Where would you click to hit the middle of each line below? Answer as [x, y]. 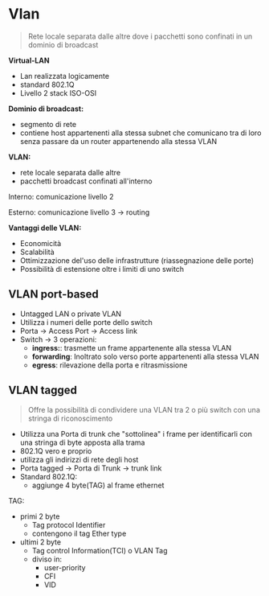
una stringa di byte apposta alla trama [82, 442]
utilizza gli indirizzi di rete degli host [79, 459]
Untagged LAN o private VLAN [71, 314]
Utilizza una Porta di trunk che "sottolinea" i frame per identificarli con [136, 434]
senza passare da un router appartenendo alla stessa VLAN [118, 141]
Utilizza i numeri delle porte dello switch [86, 322]
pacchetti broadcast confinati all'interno [86, 181]
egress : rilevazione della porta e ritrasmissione [110, 365]
